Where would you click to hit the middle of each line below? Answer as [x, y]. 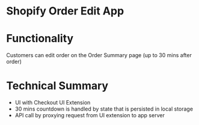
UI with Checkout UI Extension [53, 103]
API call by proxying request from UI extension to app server [90, 115]
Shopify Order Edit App [65, 11]
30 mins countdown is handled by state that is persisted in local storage [104, 109]
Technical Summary [57, 86]
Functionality [40, 39]
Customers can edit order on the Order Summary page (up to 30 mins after [99, 55]
